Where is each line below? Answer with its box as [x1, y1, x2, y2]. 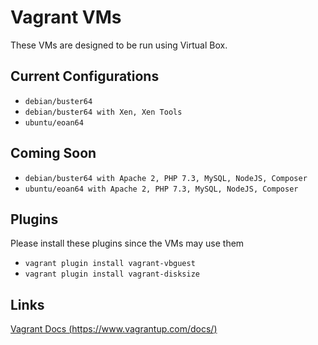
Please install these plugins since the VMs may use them [10, 237, 245, 250]
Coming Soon [10, 145, 97, 162]
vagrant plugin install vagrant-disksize [24, 269, 200, 280]
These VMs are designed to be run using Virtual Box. [10, 39, 228, 51]
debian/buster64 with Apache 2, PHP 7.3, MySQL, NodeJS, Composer [24, 173, 308, 183]
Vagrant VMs [10, 6, 122, 29]
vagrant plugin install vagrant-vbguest [24, 259, 196, 269]
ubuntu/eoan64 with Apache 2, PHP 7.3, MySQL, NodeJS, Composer [24, 184, 299, 194]
